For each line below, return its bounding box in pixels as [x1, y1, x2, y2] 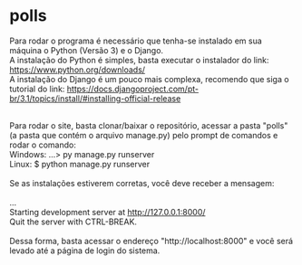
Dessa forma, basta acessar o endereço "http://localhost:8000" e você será [9, 235, 293, 246]
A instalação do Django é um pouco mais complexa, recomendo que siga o [9, 73, 289, 84]
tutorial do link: [9, 83, 65, 94]
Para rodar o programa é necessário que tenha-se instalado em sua [9, 35, 263, 46]
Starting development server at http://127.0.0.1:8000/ [9, 206, 206, 217]
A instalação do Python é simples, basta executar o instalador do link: [9, 54, 269, 65]
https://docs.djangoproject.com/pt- [66, 83, 200, 94]
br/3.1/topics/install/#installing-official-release [9, 92, 181, 104]
